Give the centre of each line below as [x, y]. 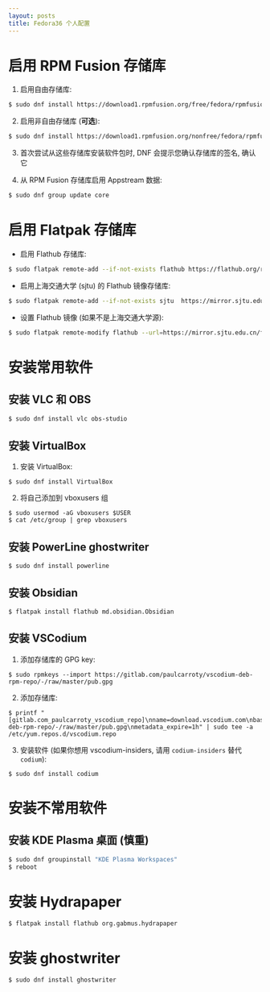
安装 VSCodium [47, 639]
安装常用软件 [51, 367]
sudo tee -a [233, 727]
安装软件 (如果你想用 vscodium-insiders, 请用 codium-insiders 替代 [131, 749]
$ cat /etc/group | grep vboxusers [68, 521]
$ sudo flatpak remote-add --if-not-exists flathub [96, 269]
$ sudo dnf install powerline [59, 566]
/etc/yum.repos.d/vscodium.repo [62, 734]
